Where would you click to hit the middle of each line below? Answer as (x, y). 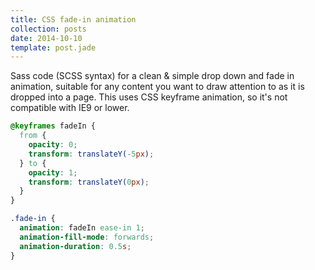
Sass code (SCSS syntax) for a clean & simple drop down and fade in (152, 76)
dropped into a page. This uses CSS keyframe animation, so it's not (149, 97)
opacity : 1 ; (53, 172)
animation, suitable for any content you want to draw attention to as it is (157, 87)
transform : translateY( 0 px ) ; (89, 182)
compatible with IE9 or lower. (70, 108)
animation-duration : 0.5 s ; (75, 246)
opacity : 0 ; (53, 145)
